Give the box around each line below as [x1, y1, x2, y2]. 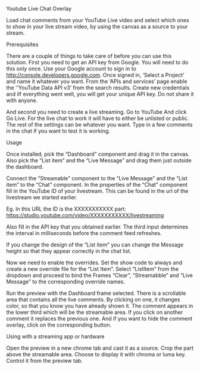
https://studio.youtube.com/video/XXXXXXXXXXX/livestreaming [6, 212, 164, 218]
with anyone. [6, 97, 38, 104]
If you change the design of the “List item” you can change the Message [6, 241, 184, 248]
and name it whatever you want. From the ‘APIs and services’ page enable [6, 78, 187, 85]
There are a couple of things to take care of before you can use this [6, 53, 172, 59]
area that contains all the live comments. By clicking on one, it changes [6, 296, 180, 303]
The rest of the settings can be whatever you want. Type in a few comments [6, 121, 193, 128]
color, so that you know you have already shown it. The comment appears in [6, 303, 193, 309]
